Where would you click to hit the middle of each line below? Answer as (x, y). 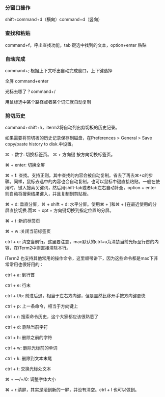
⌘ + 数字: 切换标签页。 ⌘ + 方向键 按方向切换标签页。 (60, 155)
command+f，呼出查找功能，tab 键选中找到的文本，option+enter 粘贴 (76, 45)
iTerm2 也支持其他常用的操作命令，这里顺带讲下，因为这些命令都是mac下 (79, 258)
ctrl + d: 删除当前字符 (27, 327)
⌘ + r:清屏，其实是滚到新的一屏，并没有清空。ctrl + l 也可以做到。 (72, 390)
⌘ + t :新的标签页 (23, 221)
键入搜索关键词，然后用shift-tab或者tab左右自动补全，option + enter (87, 188)
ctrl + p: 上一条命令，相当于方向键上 (42, 306)
